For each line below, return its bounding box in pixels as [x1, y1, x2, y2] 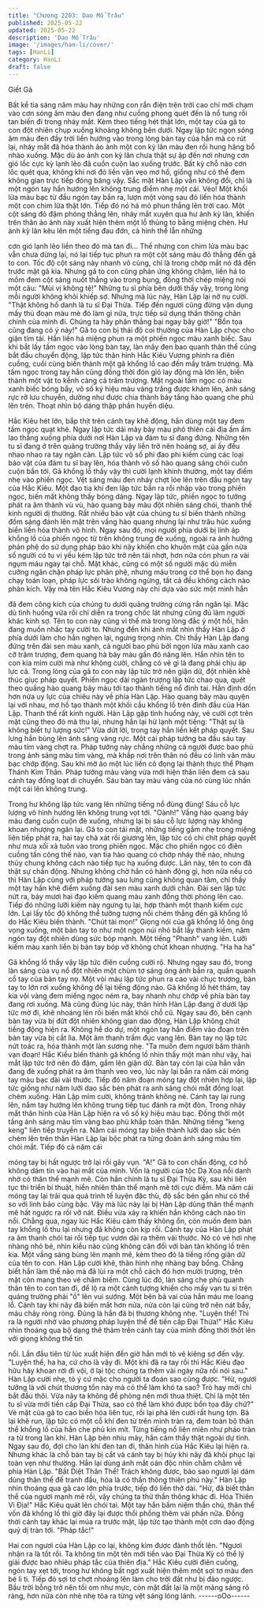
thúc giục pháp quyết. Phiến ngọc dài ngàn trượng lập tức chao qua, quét [8, 675, 246, 684]
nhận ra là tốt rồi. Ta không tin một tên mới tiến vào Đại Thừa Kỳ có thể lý [8, 1549, 244, 1558]
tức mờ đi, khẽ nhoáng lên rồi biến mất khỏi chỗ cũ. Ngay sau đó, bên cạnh [8, 1007, 252, 1017]
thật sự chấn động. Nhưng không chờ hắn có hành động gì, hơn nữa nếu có [8, 866, 253, 876]
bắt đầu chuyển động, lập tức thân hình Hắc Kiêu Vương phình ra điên [8, 350, 235, 360]
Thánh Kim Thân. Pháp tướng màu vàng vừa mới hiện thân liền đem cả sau [8, 767, 250, 777]
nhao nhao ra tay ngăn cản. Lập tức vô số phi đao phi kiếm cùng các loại [8, 450, 244, 459]
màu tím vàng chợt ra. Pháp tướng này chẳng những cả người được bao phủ [8, 742, 254, 751]
